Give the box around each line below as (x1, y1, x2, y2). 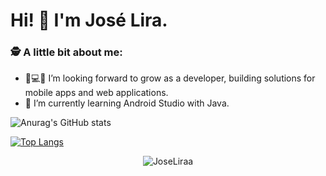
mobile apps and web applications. (24, 87, 169, 99)
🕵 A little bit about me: (10, 45, 123, 59)
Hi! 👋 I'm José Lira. (10, 9, 168, 32)
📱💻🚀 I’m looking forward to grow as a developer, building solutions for (24, 72, 316, 84)
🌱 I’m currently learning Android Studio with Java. (24, 97, 230, 109)
